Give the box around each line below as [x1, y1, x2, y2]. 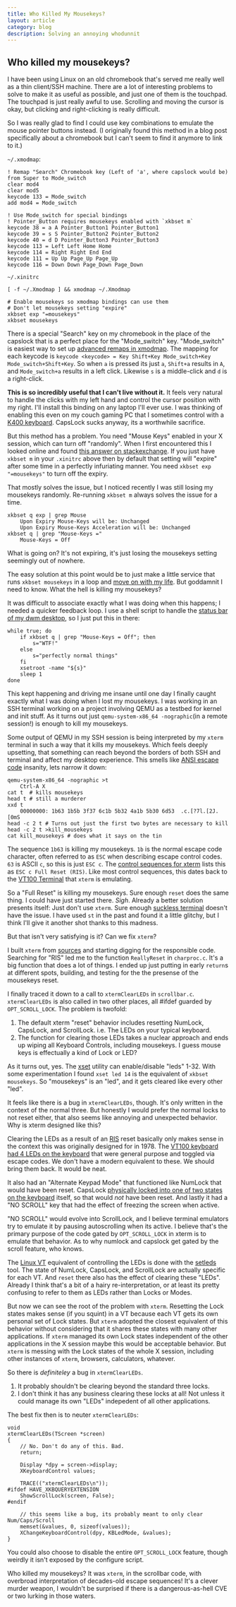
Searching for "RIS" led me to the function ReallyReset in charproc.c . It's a [7, 953, 224, 962]
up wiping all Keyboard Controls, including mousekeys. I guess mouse [17, 1041, 221, 1049]
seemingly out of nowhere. [7, 556, 85, 565]
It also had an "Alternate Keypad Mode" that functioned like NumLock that [7, 1178, 222, 1187]
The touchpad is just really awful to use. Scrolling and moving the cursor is [7, 98, 224, 106]
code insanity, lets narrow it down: [7, 763, 107, 772]
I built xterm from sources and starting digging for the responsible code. [7, 946, 216, 955]
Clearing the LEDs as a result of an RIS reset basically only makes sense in [7, 1135, 224, 1143]
